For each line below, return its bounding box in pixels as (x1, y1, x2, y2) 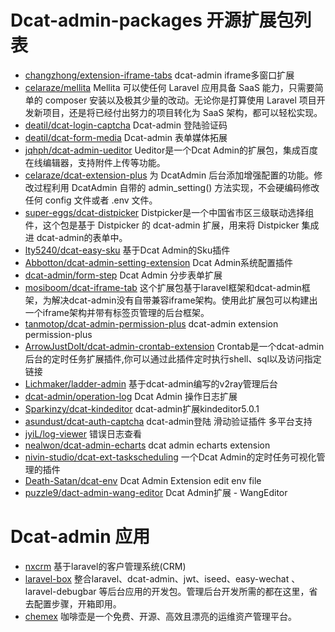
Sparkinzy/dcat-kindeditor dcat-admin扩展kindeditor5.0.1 (24, 402, 260, 415)
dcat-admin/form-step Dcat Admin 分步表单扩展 (24, 269, 223, 281)
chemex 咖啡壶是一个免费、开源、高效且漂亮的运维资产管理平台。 (24, 610, 297, 622)
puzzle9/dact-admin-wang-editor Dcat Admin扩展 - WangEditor (24, 486, 288, 498)
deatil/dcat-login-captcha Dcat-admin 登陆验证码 (24, 119, 228, 131)
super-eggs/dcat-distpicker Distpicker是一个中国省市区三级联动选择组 (24, 206, 315, 218)
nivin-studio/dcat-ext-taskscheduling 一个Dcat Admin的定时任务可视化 (24, 451, 317, 463)
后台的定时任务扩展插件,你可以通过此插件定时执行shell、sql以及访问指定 (24, 352, 322, 365)
